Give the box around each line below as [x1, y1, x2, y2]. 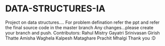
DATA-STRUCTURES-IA [5, 3, 106, 14]
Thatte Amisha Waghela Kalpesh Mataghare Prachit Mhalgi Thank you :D [5, 35, 156, 41]
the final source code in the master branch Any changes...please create [5, 24, 153, 30]
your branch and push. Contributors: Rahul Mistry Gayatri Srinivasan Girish [5, 30, 160, 36]
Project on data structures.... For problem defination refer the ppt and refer [5, 19, 160, 25]
